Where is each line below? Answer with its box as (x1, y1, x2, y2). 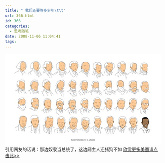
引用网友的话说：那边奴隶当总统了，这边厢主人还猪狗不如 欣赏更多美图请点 (5, 146, 158, 152)
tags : (5, 40, 16, 44)
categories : (5, 24, 30, 29)
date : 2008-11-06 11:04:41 (5, 34, 61, 39)
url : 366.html (5, 13, 35, 18)
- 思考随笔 (9, 29, 29, 34)
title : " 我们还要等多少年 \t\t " (5, 8, 66, 13)
